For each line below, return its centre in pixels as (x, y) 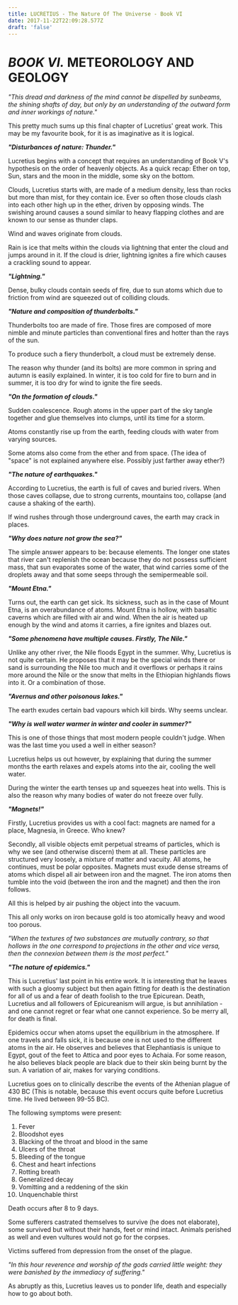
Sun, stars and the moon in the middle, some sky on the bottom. (102, 176)
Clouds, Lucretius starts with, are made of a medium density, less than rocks (120, 190)
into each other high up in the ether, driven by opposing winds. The (106, 205)
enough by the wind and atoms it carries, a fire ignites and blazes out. (110, 625)
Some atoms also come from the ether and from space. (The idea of (107, 453)
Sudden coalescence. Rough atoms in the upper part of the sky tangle (110, 411)
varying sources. (33, 439)
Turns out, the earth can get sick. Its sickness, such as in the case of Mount (119, 602)
